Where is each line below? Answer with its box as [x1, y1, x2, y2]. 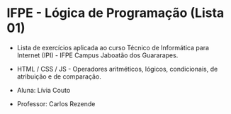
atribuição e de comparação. [16, 72, 102, 81]
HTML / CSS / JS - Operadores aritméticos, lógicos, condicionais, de [16, 64, 218, 73]
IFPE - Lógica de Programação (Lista [6, 5, 225, 21]
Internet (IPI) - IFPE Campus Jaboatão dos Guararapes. [16, 51, 179, 59]
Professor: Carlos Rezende [16, 99, 96, 108]
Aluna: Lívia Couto [16, 86, 71, 94]
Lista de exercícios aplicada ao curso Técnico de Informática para [16, 43, 210, 52]
